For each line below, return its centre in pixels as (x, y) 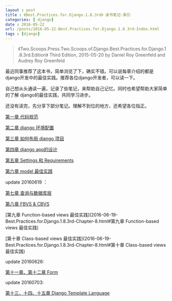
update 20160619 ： (26, 182)
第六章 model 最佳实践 (29, 171)
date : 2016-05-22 (25, 24)
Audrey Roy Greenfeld (41, 61)
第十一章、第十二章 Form (32, 272)
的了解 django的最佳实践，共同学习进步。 (49, 95)
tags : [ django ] (23, 34)
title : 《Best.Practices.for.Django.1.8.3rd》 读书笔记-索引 (68, 15)
